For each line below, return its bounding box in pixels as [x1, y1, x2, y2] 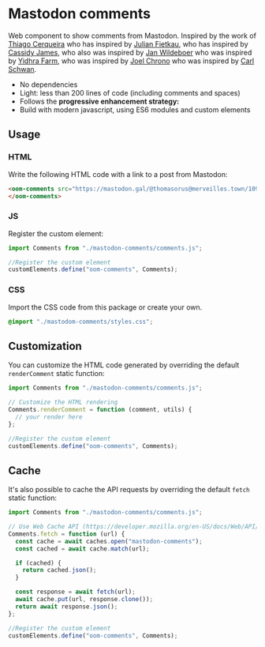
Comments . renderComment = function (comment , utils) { [8, 406, 192, 414]
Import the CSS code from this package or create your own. [8, 302, 203, 312]
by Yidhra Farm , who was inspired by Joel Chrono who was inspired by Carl [8, 56, 255, 66]
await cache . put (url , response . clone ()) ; [15, 596, 154, 604]
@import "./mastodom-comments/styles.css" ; [8, 318, 154, 325]
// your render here [15, 412, 83, 421]
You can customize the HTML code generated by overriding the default [8, 360, 240, 370]
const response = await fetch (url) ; [15, 588, 136, 596]
